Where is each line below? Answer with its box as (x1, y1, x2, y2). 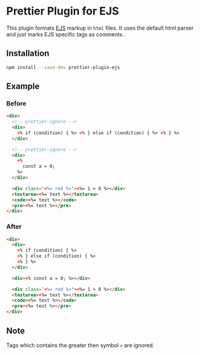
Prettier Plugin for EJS (6, 4, 120, 18)
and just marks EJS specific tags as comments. (6, 30, 124, 38)
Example (6, 81, 40, 91)
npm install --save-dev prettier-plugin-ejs (6, 64, 120, 70)
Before (6, 99, 27, 107)
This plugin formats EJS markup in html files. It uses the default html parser (6, 24, 194, 32)
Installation (6, 48, 50, 59)
